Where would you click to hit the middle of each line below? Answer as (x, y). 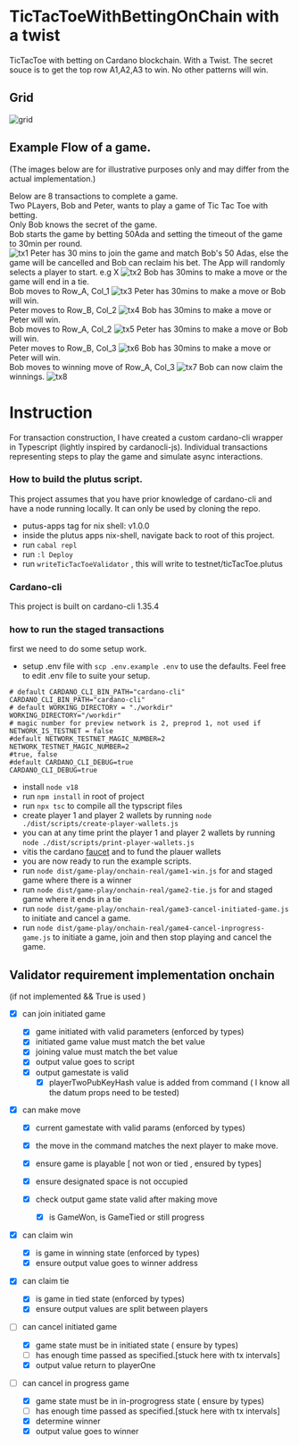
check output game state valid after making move (126, 1199)
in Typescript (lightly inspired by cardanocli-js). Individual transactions (138, 447)
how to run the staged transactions (87, 630)
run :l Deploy (47, 554)
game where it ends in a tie (72, 900)
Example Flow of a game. (80, 148)
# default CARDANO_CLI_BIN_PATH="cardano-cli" (97, 692)
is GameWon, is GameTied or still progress (127, 1217)
